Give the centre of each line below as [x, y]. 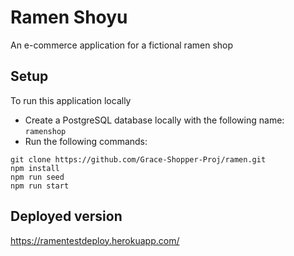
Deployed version [66, 216]
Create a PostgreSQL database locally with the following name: [154, 120]
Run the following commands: [86, 141]
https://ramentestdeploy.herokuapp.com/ [95, 240]
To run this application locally [71, 100]
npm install [35, 168]
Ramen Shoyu [69, 17]
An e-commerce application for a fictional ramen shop [122, 45]
